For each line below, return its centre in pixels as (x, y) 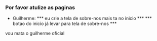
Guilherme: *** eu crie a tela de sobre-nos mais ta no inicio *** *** (82, 18)
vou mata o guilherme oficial (35, 33)
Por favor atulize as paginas (40, 7)
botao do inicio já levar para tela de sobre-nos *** (65, 23)
